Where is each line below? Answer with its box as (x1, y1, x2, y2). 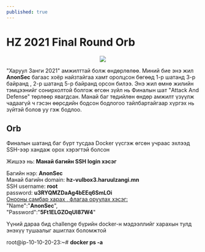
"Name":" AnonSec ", (6, 202, 58, 209)
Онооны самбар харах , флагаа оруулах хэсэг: (6, 196, 129, 203)
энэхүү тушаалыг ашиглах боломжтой (6, 227, 107, 234)
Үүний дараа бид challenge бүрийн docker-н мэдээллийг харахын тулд (6, 220, 192, 228)
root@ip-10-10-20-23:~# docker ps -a (6, 239, 103, 246)
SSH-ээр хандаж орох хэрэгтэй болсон (6, 146, 110, 153)
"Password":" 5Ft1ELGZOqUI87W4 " (6, 209, 96, 216)
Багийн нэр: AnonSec (6, 170, 63, 177)
